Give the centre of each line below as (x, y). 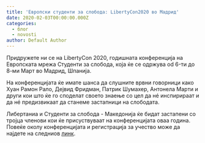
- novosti (24, 35)
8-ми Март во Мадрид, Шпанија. (49, 71)
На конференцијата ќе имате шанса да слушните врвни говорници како (100, 82)
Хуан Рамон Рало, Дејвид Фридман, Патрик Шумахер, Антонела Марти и (102, 89)
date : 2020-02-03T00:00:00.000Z (47, 18)
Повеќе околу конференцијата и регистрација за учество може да (93, 127)
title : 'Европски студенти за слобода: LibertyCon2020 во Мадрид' (93, 12)
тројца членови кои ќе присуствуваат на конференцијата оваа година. (99, 120)
